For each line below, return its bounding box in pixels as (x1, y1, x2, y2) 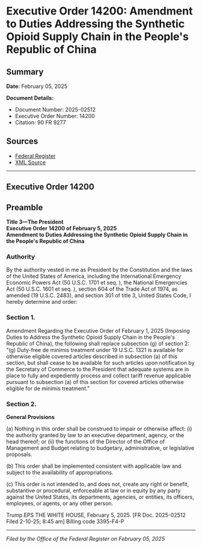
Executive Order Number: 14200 (14, 113, 95, 119)
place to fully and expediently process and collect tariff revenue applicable (6, 372, 191, 379)
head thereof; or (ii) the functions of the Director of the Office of (6, 438, 165, 445)
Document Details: (6, 95, 54, 101)
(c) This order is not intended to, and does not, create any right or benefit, (6, 480, 189, 488)
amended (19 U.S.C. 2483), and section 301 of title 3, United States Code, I (6, 292, 191, 299)
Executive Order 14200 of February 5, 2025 (6, 225, 117, 232)
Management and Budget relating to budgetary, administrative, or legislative (6, 444, 194, 452)
